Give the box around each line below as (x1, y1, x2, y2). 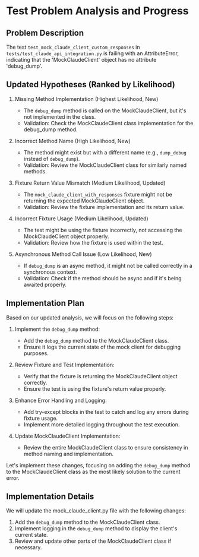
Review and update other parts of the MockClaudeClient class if (14, 537, 172, 545)
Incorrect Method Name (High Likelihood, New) (14, 137, 131, 144)
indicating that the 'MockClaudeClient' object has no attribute (6, 56, 157, 63)
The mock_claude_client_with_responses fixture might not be (23, 191, 172, 198)
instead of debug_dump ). (23, 155, 80, 162)
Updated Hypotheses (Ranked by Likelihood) (6, 80, 175, 90)
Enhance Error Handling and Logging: (14, 397, 107, 404)
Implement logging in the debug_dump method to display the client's (14, 525, 178, 532)
